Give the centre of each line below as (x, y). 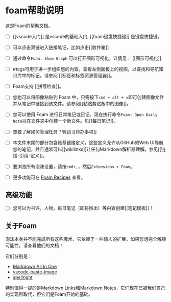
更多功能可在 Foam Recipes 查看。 (49, 177)
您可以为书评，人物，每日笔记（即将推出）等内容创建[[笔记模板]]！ (83, 208)
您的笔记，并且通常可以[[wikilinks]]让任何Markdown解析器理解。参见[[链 (89, 149)
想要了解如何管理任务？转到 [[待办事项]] (55, 132)
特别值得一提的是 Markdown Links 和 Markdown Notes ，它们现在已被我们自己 (86, 288)
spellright (22, 277)
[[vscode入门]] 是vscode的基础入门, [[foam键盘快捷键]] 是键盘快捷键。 (87, 36)
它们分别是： (19, 257)
